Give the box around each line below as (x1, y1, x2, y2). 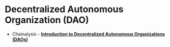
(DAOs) (12, 36, 29, 42)
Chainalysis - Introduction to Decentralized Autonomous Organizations (12, 31, 165, 37)
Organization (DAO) (5, 14, 90, 26)
